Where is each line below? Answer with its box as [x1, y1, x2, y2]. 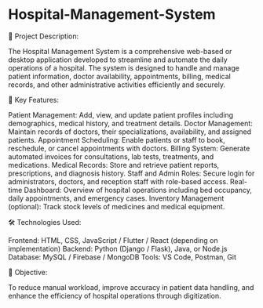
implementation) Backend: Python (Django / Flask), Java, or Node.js [8, 244, 228, 253]
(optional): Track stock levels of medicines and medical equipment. [8, 201, 225, 211]
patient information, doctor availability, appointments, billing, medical [8, 71, 232, 81]
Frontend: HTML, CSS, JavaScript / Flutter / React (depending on [8, 235, 218, 245]
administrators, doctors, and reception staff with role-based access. [8, 176, 229, 186]
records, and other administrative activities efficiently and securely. [8, 80, 226, 89]
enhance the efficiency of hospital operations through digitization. [8, 291, 221, 300]
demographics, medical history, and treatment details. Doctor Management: [8, 118, 253, 128]
